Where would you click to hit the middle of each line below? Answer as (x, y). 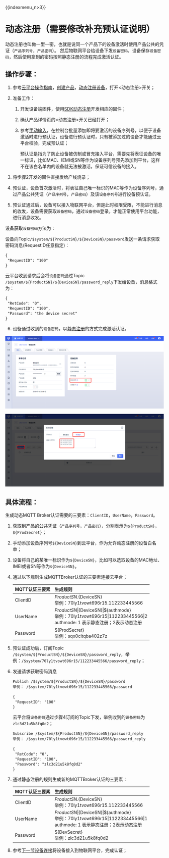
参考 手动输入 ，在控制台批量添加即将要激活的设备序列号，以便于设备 (91, 130)
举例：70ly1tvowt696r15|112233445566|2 (101, 616)
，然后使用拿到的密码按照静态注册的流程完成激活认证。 (66, 57)
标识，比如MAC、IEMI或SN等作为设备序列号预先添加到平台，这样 (92, 160)
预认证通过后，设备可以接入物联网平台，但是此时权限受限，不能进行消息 (87, 205)
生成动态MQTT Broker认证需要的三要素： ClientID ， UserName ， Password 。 (81, 515)
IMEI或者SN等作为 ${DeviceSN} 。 (46, 566)
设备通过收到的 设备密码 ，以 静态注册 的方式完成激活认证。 (71, 328)
